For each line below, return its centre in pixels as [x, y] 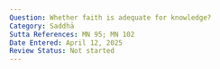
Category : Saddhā [42, 26]
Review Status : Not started [62, 51]
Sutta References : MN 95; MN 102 [72, 34]
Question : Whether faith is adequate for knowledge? [110, 17]
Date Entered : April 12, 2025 [66, 43]
